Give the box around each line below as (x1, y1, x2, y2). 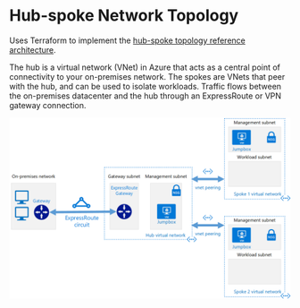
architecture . (9, 44, 56, 55)
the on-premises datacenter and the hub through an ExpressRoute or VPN (9, 90, 282, 101)
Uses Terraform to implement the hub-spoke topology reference (9, 35, 246, 46)
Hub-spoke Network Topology (9, 5, 239, 26)
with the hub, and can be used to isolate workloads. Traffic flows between (9, 81, 282, 91)
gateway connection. (9, 99, 87, 110)
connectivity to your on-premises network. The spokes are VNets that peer (9, 71, 286, 81)
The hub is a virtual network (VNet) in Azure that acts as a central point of (9, 62, 281, 73)
